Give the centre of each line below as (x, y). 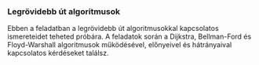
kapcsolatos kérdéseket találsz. (58, 53)
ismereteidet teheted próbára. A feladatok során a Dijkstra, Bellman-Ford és (129, 36)
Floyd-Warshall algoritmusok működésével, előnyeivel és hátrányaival (120, 45)
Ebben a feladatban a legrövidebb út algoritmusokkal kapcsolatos (113, 29)
